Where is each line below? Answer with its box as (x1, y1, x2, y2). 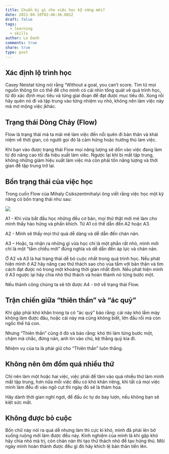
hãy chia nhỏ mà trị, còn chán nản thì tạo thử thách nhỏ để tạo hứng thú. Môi (5, 438, 165, 444)
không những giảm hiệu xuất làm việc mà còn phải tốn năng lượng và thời (5, 157, 158, 163)
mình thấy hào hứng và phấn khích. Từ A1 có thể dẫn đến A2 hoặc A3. (5, 220, 150, 226)
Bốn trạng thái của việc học (5, 177, 93, 186)
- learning (10, 26, 33, 31)
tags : (5, 21, 17, 27)
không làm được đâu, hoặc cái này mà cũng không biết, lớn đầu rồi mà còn (5, 314, 161, 321)
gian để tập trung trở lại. (5, 163, 56, 169)
